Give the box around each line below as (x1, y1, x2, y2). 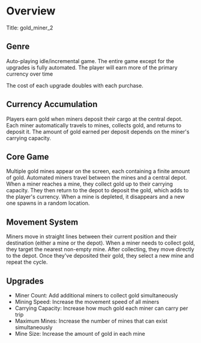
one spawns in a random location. (6, 199, 90, 207)
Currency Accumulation (6, 99, 98, 109)
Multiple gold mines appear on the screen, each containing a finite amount (6, 168, 190, 175)
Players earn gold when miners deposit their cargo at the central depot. (6, 115, 183, 123)
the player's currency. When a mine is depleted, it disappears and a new (6, 193, 185, 201)
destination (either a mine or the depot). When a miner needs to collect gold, (6, 239, 195, 247)
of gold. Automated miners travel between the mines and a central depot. (6, 174, 187, 181)
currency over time (6, 70, 53, 77)
